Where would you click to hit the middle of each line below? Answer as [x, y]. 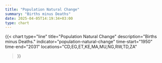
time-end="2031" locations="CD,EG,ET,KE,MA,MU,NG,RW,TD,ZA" [71, 47]
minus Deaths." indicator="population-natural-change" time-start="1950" [79, 42]
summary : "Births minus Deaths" [38, 14]
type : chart [17, 23]
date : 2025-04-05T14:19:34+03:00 [39, 18]
